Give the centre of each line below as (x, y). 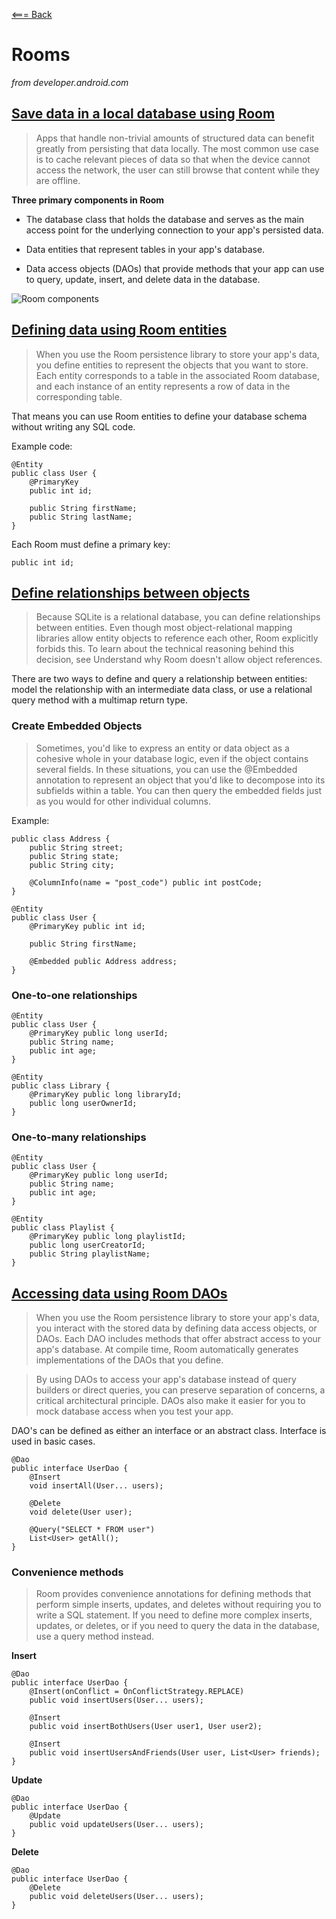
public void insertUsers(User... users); (116, 1700)
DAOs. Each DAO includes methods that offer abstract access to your (178, 1339)
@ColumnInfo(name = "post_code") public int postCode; (146, 882)
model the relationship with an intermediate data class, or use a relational (162, 690)
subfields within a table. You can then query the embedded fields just (179, 790)
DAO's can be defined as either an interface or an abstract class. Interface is (169, 1431)
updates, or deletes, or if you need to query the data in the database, (177, 1626)
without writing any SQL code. (73, 426)
